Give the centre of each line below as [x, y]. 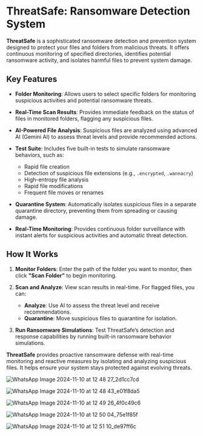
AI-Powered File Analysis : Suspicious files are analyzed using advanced [106, 130]
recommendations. [48, 312]
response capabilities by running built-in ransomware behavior [93, 336]
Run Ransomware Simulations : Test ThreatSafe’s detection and [95, 330]
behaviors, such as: [39, 155]
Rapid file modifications [54, 186]
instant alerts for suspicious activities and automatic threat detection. [101, 235]
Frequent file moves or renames [64, 192]
